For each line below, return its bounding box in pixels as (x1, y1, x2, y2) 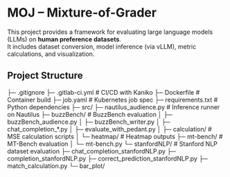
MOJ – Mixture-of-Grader (7, 5, 157, 21)
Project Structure (7, 70, 83, 82)
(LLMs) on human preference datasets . (7, 35, 121, 43)
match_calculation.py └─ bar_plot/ (7, 161, 105, 170)
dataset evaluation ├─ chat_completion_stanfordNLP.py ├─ (7, 147, 177, 155)
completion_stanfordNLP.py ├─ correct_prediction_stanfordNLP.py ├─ (7, 154, 208, 162)
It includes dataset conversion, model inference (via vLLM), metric (7, 42, 197, 50)
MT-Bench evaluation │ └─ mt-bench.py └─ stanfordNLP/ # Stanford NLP (7, 140, 218, 148)
